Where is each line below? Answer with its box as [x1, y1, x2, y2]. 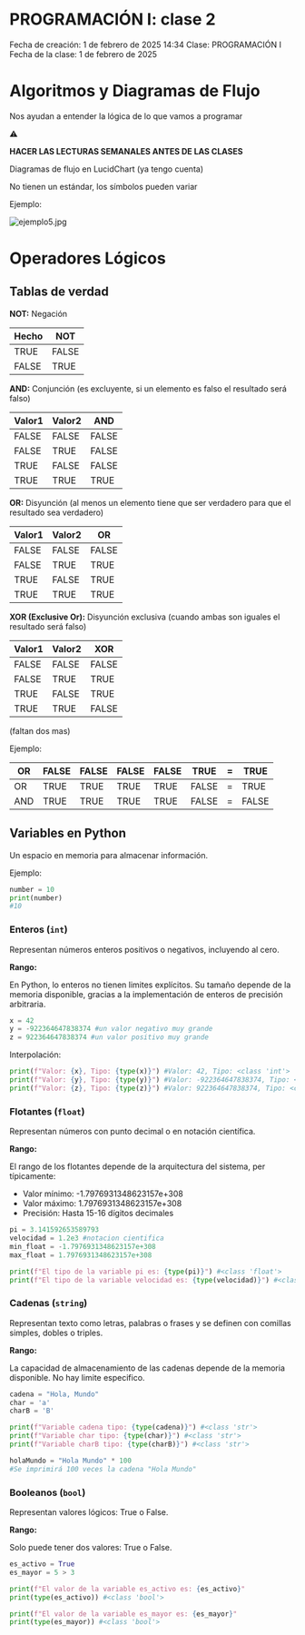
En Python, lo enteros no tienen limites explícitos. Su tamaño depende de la [9, 979, 291, 990]
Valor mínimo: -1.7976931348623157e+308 [22, 1188, 183, 1199]
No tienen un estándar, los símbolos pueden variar [9, 181, 198, 192]
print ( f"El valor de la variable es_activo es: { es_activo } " [9, 1584, 246, 1593]
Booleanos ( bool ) [9, 1486, 86, 1499]
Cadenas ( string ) [9, 1297, 88, 1310]
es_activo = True [9, 1560, 75, 1569]
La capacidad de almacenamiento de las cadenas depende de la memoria [9, 1362, 286, 1373]
